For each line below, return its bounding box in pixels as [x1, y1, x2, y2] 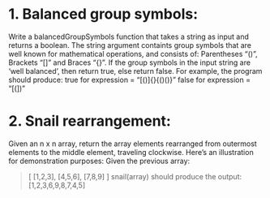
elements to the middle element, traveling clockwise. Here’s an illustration [8, 147, 254, 157]
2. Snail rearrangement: [8, 112, 172, 131]
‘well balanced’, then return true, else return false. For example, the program [8, 66, 263, 75]
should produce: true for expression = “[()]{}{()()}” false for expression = [8, 75, 251, 84]
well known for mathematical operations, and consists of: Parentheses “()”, [8, 49, 258, 58]
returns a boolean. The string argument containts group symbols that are [8, 40, 251, 49]
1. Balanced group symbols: [8, 5, 199, 24]
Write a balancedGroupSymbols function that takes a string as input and [8, 32, 250, 41]
